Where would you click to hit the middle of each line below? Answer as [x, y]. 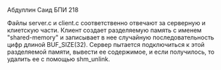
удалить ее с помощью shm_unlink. [59, 59]
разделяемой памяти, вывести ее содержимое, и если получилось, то [111, 52]
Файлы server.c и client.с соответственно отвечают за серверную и [106, 23]
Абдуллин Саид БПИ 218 [43, 10]
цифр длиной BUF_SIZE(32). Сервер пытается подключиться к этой [106, 45]
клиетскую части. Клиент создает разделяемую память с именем [105, 30]
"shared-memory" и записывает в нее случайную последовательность [111, 37]
